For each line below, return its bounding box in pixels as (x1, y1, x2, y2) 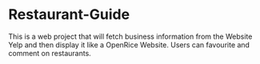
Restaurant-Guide (8, 6, 130, 24)
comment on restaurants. (8, 48, 92, 58)
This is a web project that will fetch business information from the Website (8, 32, 253, 41)
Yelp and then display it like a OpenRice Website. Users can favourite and (8, 40, 250, 49)
